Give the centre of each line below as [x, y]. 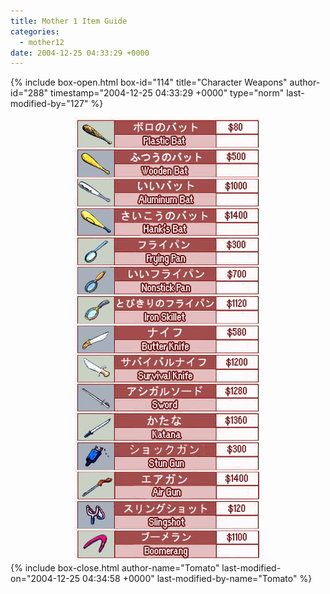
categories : [35, 31]
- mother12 [42, 42]
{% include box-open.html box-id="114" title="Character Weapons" [149, 82]
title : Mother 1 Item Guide [69, 21]
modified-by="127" [49, 104]
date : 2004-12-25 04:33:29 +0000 [80, 53]
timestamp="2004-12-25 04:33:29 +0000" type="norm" [167, 93]
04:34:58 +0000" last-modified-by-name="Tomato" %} [197, 579]
